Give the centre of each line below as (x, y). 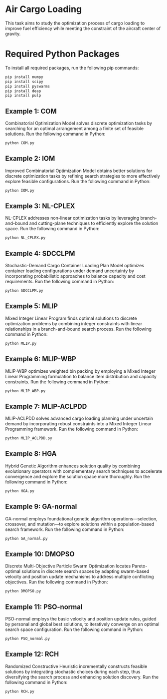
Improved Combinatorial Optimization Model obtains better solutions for (79, 171)
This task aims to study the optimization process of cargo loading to (75, 23)
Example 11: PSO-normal (44, 607)
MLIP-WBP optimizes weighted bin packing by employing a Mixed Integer (81, 371)
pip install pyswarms (28, 86)
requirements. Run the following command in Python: (60, 282)
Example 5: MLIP (32, 306)
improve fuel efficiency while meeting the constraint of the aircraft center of (83, 28)
